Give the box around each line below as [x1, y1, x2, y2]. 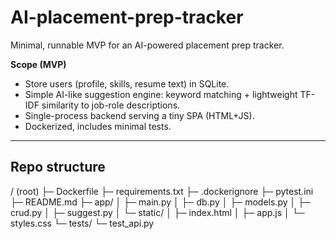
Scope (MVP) [10, 58, 67, 70]
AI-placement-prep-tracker [10, 6, 244, 29]
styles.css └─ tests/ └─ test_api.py [10, 217, 155, 229]
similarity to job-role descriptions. [41, 99, 181, 111]
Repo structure [10, 159, 106, 176]
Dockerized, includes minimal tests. [24, 120, 172, 132]
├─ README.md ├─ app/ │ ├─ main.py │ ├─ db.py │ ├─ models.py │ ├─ [10, 196, 312, 208]
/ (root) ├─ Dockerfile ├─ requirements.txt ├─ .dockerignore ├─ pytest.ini [10, 185, 314, 197]
